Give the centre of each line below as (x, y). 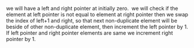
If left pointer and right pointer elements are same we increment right (90, 33)
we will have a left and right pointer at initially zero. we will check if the (92, 8)
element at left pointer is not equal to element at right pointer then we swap (97, 14)
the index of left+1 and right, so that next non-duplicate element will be (92, 21)
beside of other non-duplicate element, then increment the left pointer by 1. (97, 27)
